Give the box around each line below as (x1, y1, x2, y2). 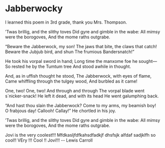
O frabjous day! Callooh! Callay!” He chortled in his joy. (5, 108, 117, 114)
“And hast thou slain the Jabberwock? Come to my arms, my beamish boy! (5, 102, 156, 108)
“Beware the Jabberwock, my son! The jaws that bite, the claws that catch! (5, 43, 157, 49)
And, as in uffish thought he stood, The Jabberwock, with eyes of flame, (5, 73, 152, 79)
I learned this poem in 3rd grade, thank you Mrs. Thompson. (5, 19, 127, 25)
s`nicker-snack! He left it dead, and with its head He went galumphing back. (5, 93, 159, 99)
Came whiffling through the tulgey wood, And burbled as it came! (5, 78, 138, 84)
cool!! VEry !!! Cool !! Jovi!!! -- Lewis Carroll (5, 137, 93, 143)
